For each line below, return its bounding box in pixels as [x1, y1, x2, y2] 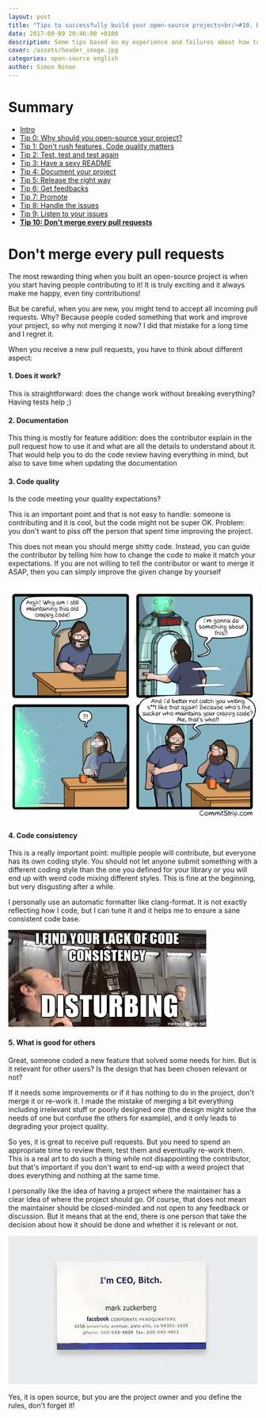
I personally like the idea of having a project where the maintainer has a [8, 1186, 241, 1196]
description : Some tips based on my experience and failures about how [8, 38, 249, 46]
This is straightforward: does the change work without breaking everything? [8, 388, 256, 398]
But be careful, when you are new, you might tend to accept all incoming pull [8, 303, 258, 313]
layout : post [8, 13, 51, 21]
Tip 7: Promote [19, 191, 68, 202]
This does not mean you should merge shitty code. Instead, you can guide [8, 542, 251, 551]
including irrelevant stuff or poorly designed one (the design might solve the [8, 1104, 256, 1114]
